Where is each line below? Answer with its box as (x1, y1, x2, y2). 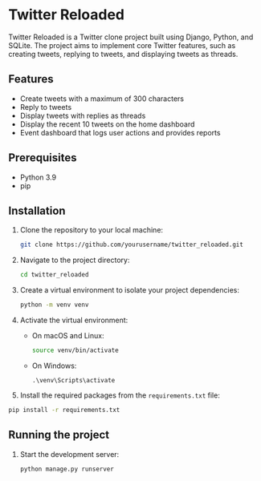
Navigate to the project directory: (19, 255, 130, 265)
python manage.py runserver (19, 465, 114, 473)
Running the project (8, 428, 110, 442)
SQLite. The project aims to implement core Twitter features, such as (8, 40, 236, 50)
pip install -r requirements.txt (8, 406, 120, 414)
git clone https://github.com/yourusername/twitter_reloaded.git (19, 240, 243, 249)
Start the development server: (19, 449, 120, 459)
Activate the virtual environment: (19, 315, 128, 325)
